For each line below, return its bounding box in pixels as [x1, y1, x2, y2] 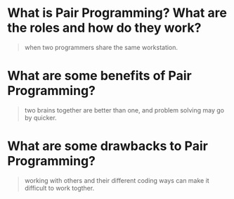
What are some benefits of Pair [7, 68, 192, 84]
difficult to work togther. [24, 184, 95, 192]
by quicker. [24, 113, 58, 122]
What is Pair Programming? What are [7, 5, 227, 21]
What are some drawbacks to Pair [7, 139, 209, 154]
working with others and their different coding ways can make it [24, 176, 209, 184]
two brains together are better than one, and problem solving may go [24, 105, 225, 114]
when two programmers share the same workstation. [24, 43, 178, 51]
